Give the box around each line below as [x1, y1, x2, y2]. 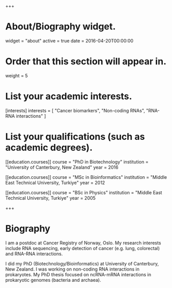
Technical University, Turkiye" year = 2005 [5, 195, 96, 201]
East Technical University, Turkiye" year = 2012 [5, 179, 105, 186]
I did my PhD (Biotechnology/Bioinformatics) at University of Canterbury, [5, 260, 159, 266]
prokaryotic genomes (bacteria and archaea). [5, 277, 101, 283]
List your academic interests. [5, 91, 132, 102]
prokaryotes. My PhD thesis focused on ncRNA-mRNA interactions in [5, 271, 151, 277]
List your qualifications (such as [5, 131, 145, 142]
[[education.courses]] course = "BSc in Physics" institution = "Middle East [5, 189, 163, 195]
